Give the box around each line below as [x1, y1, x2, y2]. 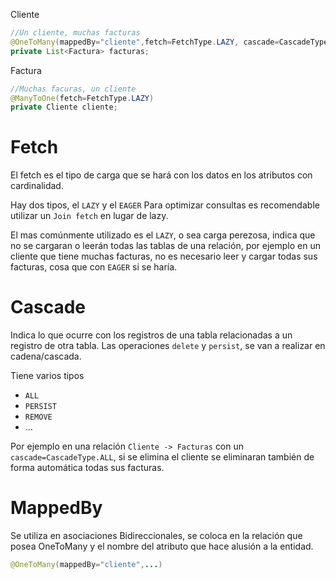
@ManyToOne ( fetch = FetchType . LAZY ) [10, 93, 155, 103]
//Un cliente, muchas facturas [10, 28, 141, 38]
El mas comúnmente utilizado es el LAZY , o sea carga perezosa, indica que [10, 229, 316, 241]
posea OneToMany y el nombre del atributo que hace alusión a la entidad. [10, 540, 314, 553]
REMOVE [24, 412, 53, 423]
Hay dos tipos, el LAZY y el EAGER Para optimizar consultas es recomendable [10, 199, 320, 211]
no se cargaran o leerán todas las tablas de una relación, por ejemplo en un [10, 240, 322, 252]
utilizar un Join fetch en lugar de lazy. [10, 210, 169, 222]
